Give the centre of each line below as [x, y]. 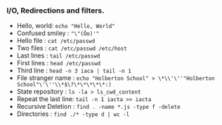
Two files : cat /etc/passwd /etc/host [72, 48]
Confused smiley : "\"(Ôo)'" [58, 33]
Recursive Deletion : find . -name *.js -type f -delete [98, 107]
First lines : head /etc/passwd [59, 63]
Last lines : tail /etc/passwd [58, 55]
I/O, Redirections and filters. [55, 11]
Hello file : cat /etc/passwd [56, 41]
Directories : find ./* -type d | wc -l [73, 114]
